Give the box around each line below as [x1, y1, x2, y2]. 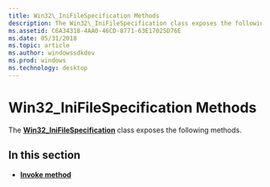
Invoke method [19, 169, 72, 179]
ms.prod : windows [8, 57, 67, 65]
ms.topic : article [8, 42, 70, 50]
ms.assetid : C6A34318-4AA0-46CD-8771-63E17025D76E [8, 26, 182, 35]
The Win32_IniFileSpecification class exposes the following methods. [8, 125, 243, 135]
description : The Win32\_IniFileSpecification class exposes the [8, 19, 231, 27]
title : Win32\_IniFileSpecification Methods [8, 11, 160, 20]
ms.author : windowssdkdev [8, 49, 95, 57]
